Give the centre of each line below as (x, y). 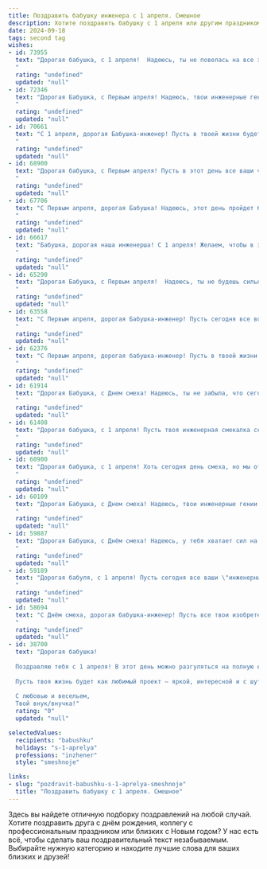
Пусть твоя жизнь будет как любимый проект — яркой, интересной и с (131, 681)
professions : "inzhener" (56, 755)
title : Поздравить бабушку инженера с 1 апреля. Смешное (104, 16)
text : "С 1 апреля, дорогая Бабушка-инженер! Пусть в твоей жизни (128, 134)
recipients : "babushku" (54, 740)
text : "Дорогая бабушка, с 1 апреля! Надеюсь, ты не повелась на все (135, 60)
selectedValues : (35, 733)
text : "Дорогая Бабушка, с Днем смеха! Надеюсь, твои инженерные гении (137, 504)
